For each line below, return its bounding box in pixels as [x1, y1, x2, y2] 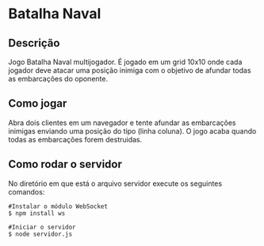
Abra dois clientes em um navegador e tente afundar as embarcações [8, 118, 236, 127]
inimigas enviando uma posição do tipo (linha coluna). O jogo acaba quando [8, 126, 257, 135]
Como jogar [8, 97, 67, 111]
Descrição [8, 36, 60, 50]
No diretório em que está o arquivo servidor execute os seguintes [8, 179, 223, 188]
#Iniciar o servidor [8, 223, 77, 231]
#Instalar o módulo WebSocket [8, 202, 109, 210]
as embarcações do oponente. [8, 74, 109, 83]
